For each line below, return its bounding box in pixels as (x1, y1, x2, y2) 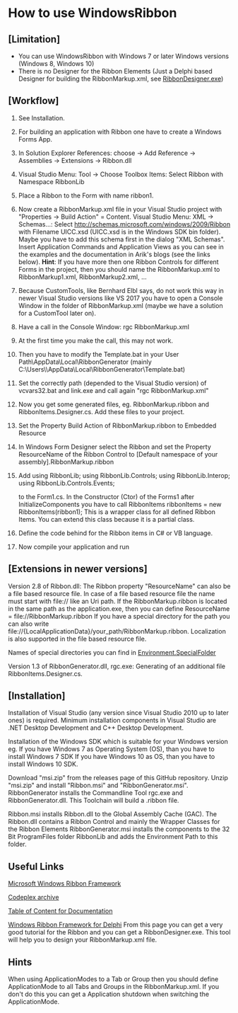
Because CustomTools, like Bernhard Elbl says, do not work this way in (18, 286, 225, 294)
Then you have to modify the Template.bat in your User (18, 350, 179, 358)
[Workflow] (8, 95, 59, 107)
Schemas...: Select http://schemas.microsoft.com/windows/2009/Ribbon (18, 219, 231, 228)
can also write (8, 619, 49, 628)
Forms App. (18, 135, 52, 143)
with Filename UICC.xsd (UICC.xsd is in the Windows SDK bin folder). (18, 227, 221, 236)
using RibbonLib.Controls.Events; (18, 479, 115, 487)
